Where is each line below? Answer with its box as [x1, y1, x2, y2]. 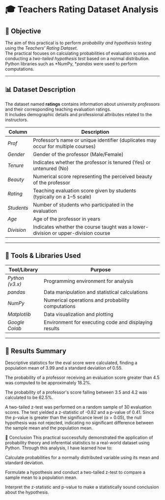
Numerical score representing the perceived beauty [32, 173, 152, 180]
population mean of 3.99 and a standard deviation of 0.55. [5, 365, 123, 371]
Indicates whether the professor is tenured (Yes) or [32, 158, 151, 165]
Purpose [90, 266, 111, 273]
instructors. [5, 117, 28, 123]
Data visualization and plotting [44, 311, 114, 317]
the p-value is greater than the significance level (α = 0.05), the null [5, 414, 142, 421]
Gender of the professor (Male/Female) [32, 151, 124, 157]
